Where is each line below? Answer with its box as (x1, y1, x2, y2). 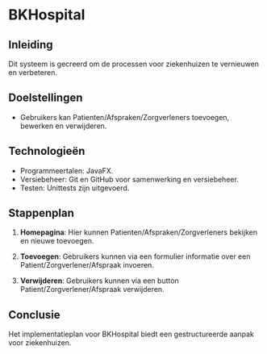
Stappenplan (8, 206, 74, 220)
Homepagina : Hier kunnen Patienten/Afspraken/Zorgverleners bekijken (19, 227, 258, 237)
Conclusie (8, 308, 60, 322)
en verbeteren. (8, 68, 58, 77)
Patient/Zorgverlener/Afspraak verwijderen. (19, 285, 165, 294)
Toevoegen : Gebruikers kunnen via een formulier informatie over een (19, 252, 251, 261)
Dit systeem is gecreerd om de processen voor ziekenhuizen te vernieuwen (8, 59, 260, 69)
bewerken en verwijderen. (19, 121, 107, 131)
